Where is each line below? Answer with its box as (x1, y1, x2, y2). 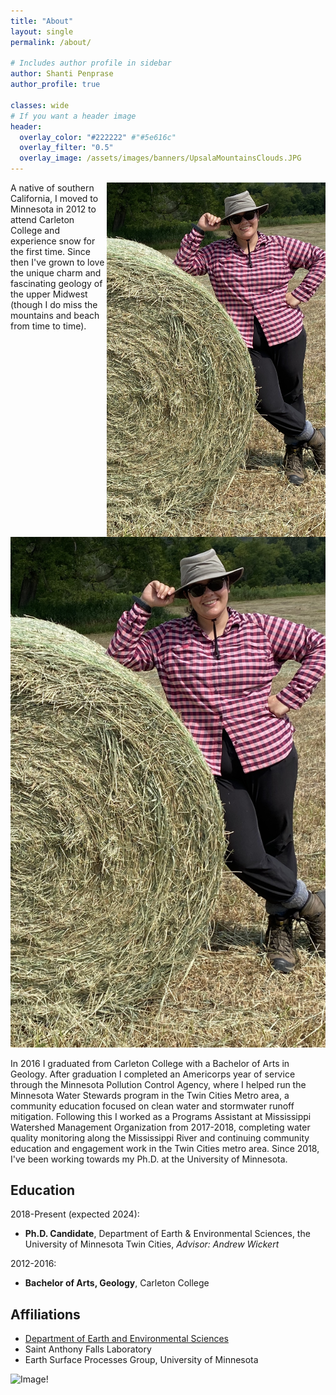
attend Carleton (10, 214, 75, 225)
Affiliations (10, 1306, 81, 1323)
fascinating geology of (10, 278, 103, 289)
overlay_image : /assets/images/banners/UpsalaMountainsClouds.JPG (19, 153, 302, 164)
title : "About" (10, 16, 74, 26)
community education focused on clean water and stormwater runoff (10, 1100, 295, 1112)
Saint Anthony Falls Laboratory (24, 1343, 152, 1355)
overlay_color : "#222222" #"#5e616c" (19, 132, 177, 142)
